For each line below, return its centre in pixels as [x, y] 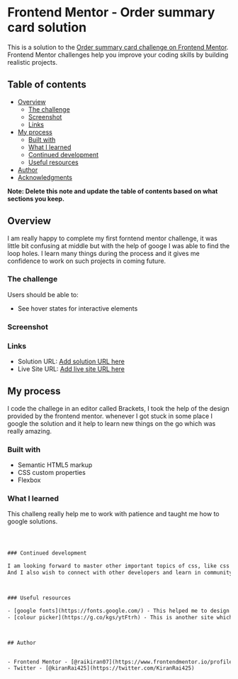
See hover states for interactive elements [78, 308]
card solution [47, 27]
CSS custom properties [52, 473]
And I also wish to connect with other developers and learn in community [120, 573]
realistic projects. [33, 62]
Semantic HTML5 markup [55, 465]
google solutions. [33, 522]
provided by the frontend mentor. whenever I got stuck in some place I [110, 416]
